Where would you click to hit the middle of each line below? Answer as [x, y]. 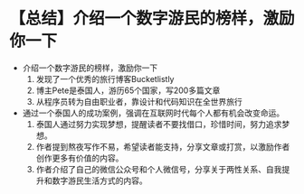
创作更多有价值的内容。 [80, 158]
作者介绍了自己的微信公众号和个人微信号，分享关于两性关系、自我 [159, 169]
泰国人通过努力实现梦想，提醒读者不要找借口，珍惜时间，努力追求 [159, 124]
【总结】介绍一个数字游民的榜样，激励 [152, 18]
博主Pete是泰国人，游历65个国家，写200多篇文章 [128, 90]
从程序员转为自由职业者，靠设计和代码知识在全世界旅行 [139, 101]
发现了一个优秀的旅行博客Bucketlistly [105, 79]
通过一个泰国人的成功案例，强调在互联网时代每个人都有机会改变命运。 [153, 113]
